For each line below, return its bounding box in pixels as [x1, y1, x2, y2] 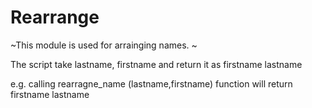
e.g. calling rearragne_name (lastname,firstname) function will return [10, 77, 293, 90]
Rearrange [10, 6, 100, 29]
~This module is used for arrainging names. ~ [10, 39, 198, 51]
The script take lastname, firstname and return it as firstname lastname [10, 58, 303, 70]
